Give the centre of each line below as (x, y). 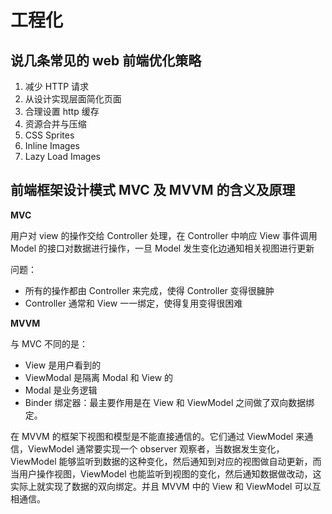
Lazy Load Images (62, 156)
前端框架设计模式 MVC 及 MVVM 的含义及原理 (153, 190)
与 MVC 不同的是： (49, 343)
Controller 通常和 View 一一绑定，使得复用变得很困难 (133, 303)
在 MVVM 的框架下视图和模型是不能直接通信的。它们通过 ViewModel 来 (157, 436)
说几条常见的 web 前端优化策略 (106, 60)
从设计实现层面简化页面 (73, 99)
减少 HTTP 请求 (57, 86)
